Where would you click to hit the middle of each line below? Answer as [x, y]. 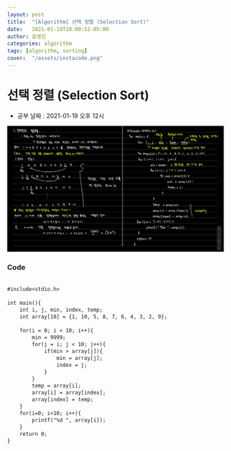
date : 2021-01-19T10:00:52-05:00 [58, 29]
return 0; [34, 434]
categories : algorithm [40, 44]
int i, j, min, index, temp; [61, 310]
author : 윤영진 [27, 37]
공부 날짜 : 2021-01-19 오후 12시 [60, 116]
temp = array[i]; [56, 385]
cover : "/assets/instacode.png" [55, 59]
